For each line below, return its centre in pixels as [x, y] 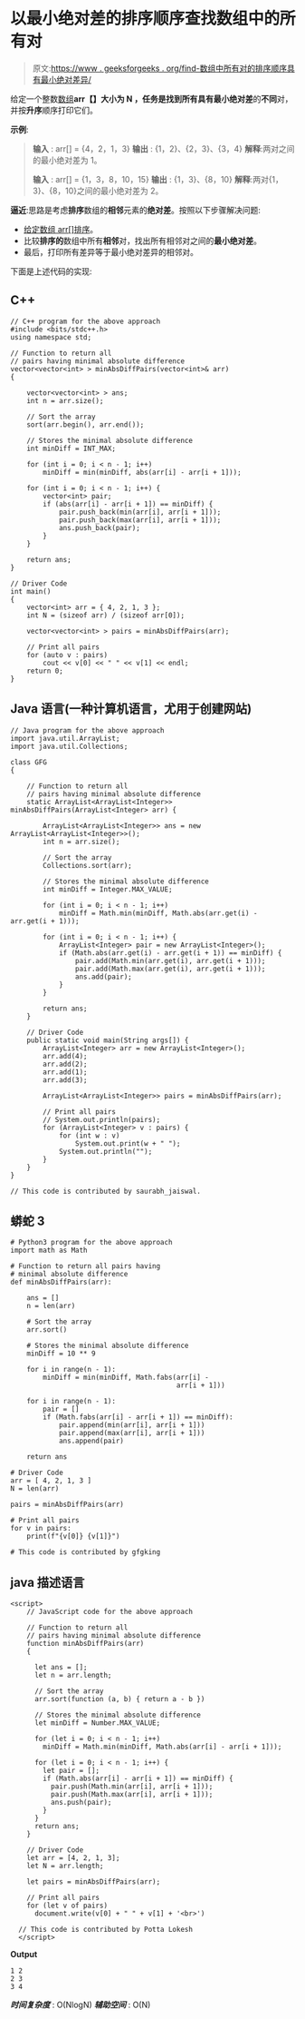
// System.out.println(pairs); [102, 1119]
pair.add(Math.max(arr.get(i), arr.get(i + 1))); [170, 969]
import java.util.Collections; [69, 746]
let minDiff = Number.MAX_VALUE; [97, 1723]
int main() [31, 591]
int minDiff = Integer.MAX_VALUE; [108, 889]
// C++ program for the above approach [86, 321]
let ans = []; [61, 1668]
